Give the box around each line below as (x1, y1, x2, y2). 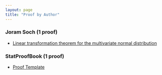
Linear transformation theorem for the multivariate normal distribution (12, 40, 157, 46)
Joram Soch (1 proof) (5, 29, 58, 36)
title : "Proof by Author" (5, 12, 60, 17)
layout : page (5, 7, 33, 13)
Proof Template (12, 64, 45, 70)
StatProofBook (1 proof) (5, 52, 65, 59)
